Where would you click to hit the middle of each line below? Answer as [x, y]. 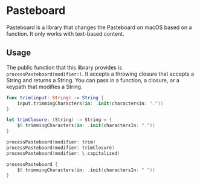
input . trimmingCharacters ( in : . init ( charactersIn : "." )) [90, 103]
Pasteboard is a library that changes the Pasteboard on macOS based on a [99, 27]
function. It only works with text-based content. [66, 33]
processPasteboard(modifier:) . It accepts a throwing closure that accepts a [100, 74]
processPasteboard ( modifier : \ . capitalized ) [63, 153]
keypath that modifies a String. [44, 87]
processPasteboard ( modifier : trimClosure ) [60, 148]
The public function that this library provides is [64, 67]
